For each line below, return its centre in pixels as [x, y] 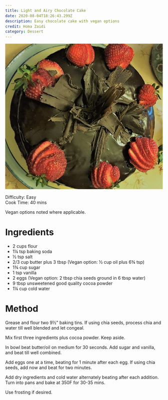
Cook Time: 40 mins [26, 203]
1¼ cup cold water [31, 288]
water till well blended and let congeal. [45, 328]
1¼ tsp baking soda [32, 251]
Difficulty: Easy [21, 197]
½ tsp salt [22, 257]
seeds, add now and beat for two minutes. [49, 368]
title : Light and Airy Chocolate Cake [45, 10]
